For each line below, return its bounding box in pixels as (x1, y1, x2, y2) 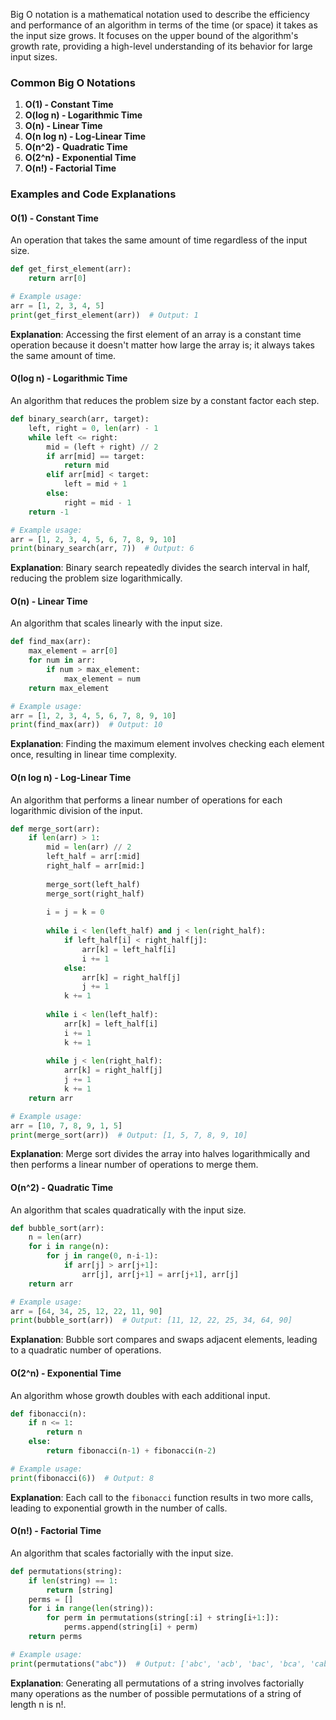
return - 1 (28, 507, 70, 517)
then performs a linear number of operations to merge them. (10, 1159, 259, 1171)
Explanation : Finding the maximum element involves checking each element (10, 738, 325, 750)
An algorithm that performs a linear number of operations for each (10, 794, 283, 806)
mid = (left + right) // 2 (46, 442, 159, 452)
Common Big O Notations (10, 75, 136, 89)
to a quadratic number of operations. (10, 1344, 162, 1356)
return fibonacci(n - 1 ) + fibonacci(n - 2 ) (46, 1446, 217, 1456)
